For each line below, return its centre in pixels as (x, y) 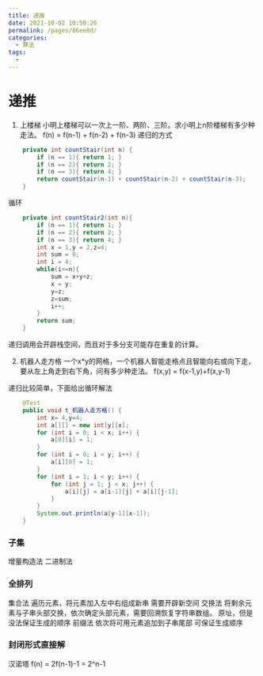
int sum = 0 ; (58, 254)
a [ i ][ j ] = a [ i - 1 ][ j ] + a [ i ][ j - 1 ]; (122, 491)
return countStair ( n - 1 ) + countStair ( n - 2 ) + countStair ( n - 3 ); (141, 179)
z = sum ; (61, 299)
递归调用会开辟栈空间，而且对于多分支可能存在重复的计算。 (105, 345)
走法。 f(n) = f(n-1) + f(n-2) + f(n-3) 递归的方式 (96, 135)
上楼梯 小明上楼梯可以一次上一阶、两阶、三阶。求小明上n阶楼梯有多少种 (137, 124)
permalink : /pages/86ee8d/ (53, 30)
